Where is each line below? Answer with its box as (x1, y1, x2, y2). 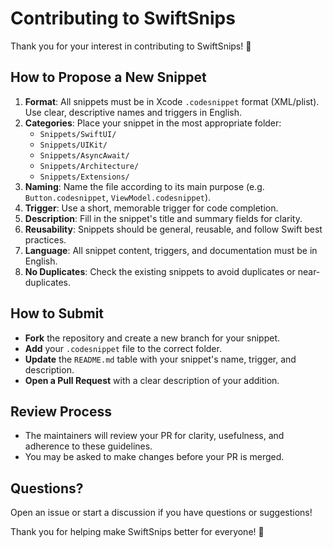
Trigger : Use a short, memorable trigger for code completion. (24, 202, 279, 214)
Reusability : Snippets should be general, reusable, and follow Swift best (24, 223, 323, 235)
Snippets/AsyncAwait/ (39, 150, 130, 161)
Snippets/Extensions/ (39, 172, 130, 182)
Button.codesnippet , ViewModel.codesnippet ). (24, 191, 212, 203)
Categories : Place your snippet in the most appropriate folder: (24, 117, 282, 129)
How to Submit (10, 305, 105, 322)
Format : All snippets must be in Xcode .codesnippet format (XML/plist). (24, 95, 320, 107)
